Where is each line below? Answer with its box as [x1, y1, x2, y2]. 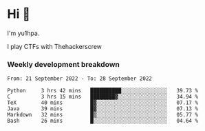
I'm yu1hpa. [7, 29, 40, 37]
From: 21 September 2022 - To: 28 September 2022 [7, 75, 153, 82]
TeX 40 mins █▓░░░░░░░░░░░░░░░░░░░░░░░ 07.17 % [7, 99, 198, 106]
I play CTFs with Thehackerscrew [7, 42, 102, 50]
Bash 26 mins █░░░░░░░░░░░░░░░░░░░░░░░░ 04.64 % [7, 117, 198, 125]
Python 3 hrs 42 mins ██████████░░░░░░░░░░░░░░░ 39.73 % [7, 88, 198, 94]
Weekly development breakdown [7, 59, 120, 69]
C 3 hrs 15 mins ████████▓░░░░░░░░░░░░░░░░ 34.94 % [7, 93, 198, 101]
